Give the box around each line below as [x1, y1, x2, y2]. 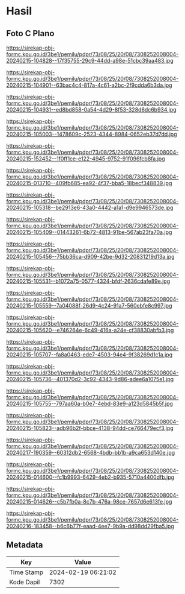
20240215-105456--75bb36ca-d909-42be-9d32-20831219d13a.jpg [6, 253, 175, 260]
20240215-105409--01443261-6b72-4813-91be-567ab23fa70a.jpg [6, 229, 172, 236]
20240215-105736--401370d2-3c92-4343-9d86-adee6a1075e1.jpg [6, 376, 174, 382]
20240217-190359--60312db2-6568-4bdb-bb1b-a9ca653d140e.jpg [6, 449, 175, 456]
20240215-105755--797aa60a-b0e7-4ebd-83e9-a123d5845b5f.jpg [6, 400, 173, 407]
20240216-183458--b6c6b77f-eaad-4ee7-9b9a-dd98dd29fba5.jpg [6, 523, 174, 529]
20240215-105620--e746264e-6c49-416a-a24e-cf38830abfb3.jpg [6, 327, 174, 333]
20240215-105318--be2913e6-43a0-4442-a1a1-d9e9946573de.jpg [6, 204, 174, 211]
